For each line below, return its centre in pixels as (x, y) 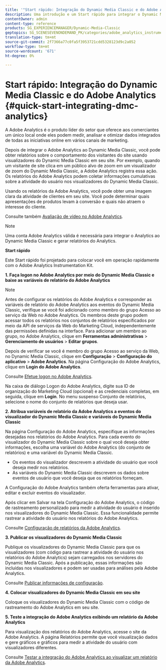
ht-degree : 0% (20, 56)
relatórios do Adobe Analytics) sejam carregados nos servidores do (74, 558)
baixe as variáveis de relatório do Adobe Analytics (58, 280)
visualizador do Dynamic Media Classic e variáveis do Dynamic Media (78, 417)
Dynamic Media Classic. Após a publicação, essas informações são (74, 563)
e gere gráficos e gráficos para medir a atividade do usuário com (71, 642)
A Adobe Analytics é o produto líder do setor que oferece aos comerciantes (82, 130)
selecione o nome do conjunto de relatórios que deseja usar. (67, 402)
